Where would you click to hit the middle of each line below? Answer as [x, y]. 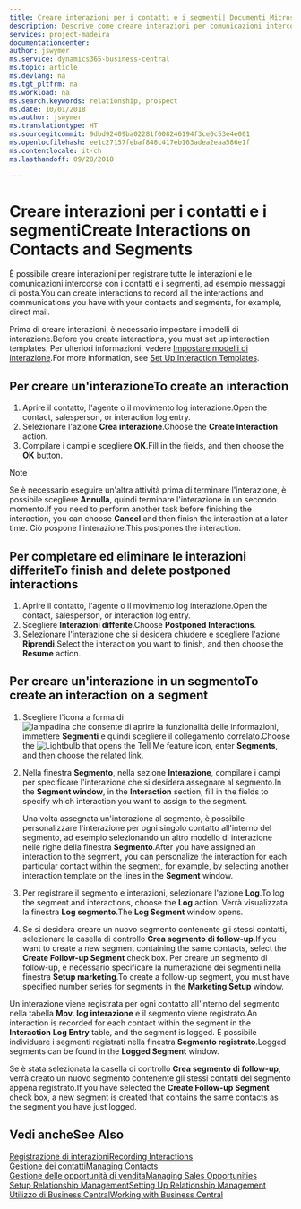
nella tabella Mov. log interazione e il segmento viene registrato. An [133, 1013]
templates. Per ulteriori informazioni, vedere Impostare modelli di [129, 348]
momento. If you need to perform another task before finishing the [131, 509]
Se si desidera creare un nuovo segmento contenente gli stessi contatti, [155, 929]
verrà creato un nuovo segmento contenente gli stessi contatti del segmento [150, 1078]
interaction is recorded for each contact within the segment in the [130, 1023]
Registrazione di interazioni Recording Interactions [101, 1156]
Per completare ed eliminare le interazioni [128, 556]
